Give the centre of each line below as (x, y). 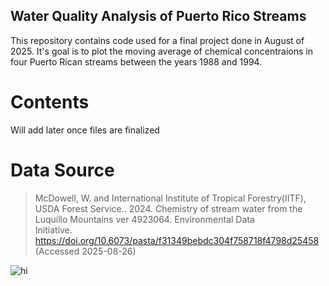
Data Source (62, 170)
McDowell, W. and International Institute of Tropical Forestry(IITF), (170, 198)
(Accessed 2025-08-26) (85, 251)
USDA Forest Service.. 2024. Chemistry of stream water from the (168, 208)
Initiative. (53, 230)
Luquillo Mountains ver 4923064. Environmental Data (144, 219)
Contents (50, 102)
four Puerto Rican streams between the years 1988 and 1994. (136, 61)
